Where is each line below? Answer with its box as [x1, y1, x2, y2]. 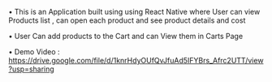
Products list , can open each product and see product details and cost [8, 15, 246, 25]
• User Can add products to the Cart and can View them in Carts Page [8, 32, 244, 41]
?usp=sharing [8, 64, 54, 74]
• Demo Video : [8, 47, 60, 56]
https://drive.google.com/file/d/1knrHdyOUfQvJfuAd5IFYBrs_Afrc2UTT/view [8, 56, 264, 65]
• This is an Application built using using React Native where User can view [8, 7, 261, 16]
